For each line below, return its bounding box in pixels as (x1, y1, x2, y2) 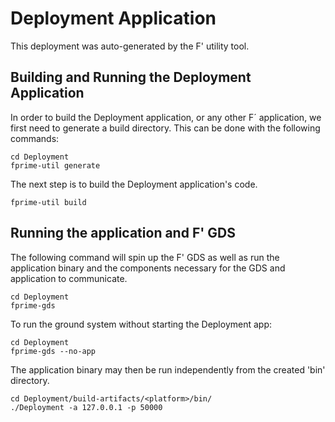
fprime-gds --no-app (10, 346, 97, 356)
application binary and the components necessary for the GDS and (10, 262, 286, 274)
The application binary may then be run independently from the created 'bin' (10, 363, 326, 376)
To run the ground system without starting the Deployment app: (10, 318, 273, 330)
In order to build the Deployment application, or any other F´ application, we (10, 111, 322, 123)
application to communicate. (10, 272, 128, 284)
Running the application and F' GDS (10, 225, 236, 242)
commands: (10, 132, 60, 144)
